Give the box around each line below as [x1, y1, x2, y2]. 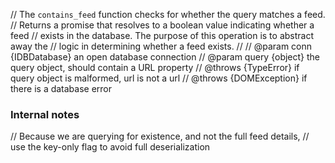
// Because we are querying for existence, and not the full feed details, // [10, 130, 310, 143]
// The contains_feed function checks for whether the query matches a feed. [10, 9, 326, 20]
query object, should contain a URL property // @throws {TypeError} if [10, 62, 300, 73]
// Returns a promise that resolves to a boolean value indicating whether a [10, 19, 315, 31]
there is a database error [10, 83, 113, 94]
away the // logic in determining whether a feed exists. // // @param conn [10, 40, 313, 52]
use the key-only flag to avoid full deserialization [10, 141, 211, 153]
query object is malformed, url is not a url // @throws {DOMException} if [10, 72, 308, 84]
